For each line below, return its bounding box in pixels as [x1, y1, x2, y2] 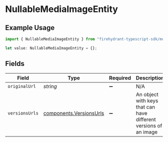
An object [135, 91, 159, 98]
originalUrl [7, 83, 36, 89]
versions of [135, 122, 162, 129]
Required [109, 74, 131, 81]
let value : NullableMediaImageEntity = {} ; [5, 45, 97, 50]
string [43, 82, 57, 89]
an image [135, 128, 158, 135]
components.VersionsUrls [43, 109, 104, 116]
